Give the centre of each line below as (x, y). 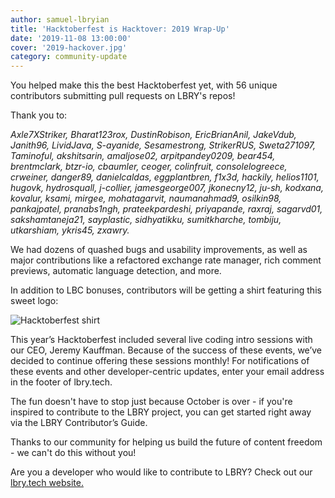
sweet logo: (34, 301)
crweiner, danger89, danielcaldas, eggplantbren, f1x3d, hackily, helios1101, (165, 177)
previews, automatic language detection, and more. (116, 271)
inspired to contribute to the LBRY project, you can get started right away (161, 412)
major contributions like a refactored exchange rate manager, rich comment (166, 260)
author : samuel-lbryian (60, 19)
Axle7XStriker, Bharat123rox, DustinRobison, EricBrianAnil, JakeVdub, (153, 135)
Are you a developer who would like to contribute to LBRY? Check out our (161, 472)
